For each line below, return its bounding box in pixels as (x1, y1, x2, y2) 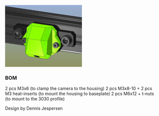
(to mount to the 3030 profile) (5, 96, 65, 102)
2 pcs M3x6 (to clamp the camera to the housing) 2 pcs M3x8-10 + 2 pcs (5, 86, 153, 92)
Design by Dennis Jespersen (5, 105, 63, 112)
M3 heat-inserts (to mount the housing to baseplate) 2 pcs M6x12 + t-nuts (5, 91, 155, 97)
